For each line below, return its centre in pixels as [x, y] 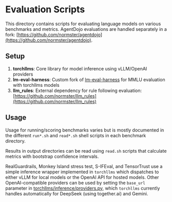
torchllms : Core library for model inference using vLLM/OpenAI [80, 68]
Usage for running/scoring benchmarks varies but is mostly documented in [85, 130]
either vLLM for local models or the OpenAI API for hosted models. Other [82, 177]
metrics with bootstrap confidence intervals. [52, 156]
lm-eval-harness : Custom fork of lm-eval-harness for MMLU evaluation [89, 79]
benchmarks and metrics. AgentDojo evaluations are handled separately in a [86, 29]
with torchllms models [36, 85]
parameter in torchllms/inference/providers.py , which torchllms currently [83, 188]
